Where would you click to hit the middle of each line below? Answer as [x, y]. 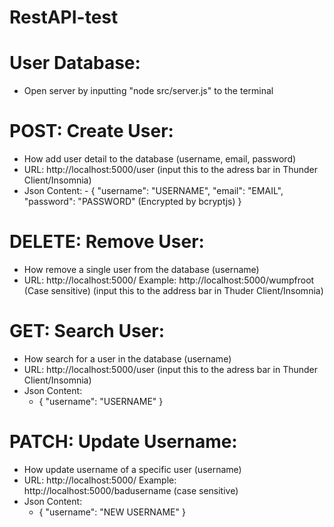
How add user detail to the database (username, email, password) [160, 159]
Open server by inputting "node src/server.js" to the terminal [148, 91]
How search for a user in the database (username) [127, 358]
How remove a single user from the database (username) [141, 269]
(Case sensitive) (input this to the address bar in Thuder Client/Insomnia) [173, 290]
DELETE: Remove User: [107, 242]
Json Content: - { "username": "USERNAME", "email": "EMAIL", [153, 191]
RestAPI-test [64, 17]
